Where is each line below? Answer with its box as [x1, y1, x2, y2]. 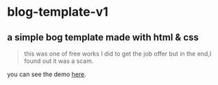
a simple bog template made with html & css [7, 32, 199, 43]
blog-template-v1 [7, 4, 108, 20]
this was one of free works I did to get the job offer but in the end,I [23, 49, 212, 58]
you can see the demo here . [7, 70, 87, 78]
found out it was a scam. [23, 57, 94, 65]
